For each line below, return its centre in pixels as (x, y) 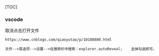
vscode (14, 19)
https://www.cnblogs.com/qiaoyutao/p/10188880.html (58, 40)
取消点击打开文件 (22, 30)
